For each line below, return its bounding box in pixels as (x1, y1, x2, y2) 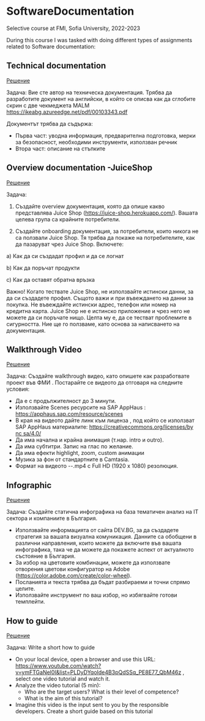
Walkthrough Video (6, 344, 82, 355)
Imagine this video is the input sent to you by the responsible (15, 701, 169, 708)
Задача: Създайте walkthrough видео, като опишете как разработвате (6, 372, 190, 380)
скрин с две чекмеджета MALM (6, 102, 90, 109)
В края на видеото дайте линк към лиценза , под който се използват (15, 417, 195, 424)
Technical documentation (6, 61, 106, 71)
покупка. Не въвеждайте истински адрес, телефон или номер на (6, 301, 176, 308)
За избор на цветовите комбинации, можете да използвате (15, 559, 171, 566)
